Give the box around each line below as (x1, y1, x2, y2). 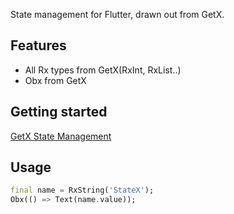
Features (10, 37, 67, 54)
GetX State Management (10, 130, 112, 142)
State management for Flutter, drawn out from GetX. (10, 9, 225, 20)
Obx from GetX (24, 74, 87, 86)
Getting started (10, 104, 108, 121)
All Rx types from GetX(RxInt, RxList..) (24, 64, 182, 76)
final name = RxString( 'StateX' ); (10, 185, 155, 196)
